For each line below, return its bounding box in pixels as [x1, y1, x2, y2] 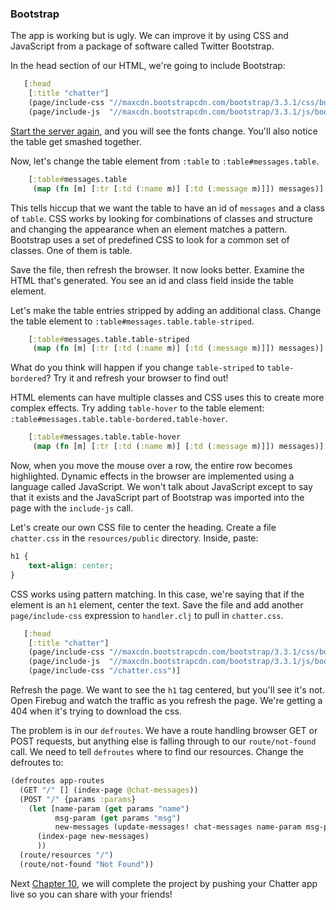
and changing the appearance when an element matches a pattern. [10, 223, 288, 235]
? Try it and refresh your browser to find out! [46, 372, 229, 384]
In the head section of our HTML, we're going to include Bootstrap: [10, 60, 286, 72]
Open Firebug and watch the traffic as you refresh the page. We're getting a [10, 695, 323, 707]
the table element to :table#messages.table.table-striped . [10, 315, 255, 327]
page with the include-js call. [10, 502, 134, 514]
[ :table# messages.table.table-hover [28, 432, 182, 442]
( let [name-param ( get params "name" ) [28, 803, 190, 814]
